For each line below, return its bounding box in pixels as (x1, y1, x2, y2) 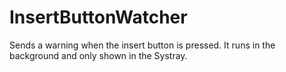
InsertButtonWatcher (9, 6, 188, 29)
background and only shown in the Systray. (9, 49, 188, 61)
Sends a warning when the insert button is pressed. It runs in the (9, 39, 276, 51)
